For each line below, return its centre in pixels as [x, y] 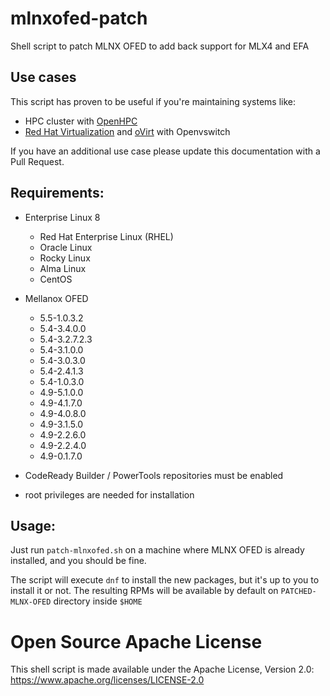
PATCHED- [298, 592]
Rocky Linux [65, 258]
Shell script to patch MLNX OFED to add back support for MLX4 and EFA [160, 46]
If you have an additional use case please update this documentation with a [165, 151]
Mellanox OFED [56, 298]
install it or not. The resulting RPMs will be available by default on [144, 591]
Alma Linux [63, 268]
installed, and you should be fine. [78, 561]
